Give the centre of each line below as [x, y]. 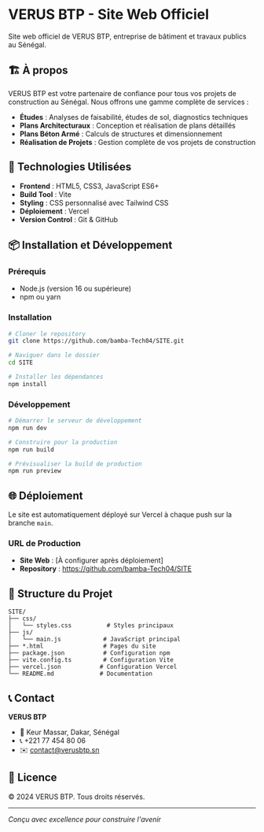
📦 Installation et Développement [90, 245]
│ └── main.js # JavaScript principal [94, 640]
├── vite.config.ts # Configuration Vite [91, 660]
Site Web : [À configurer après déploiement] [91, 560]
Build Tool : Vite [46, 194]
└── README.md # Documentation [81, 674]
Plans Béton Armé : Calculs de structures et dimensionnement [121, 134]
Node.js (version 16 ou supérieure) [75, 288]
